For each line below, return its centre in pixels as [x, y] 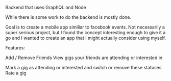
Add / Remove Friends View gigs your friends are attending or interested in [84, 58]
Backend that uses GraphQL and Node [46, 7]
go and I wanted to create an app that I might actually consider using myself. [86, 38]
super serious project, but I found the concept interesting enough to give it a [86, 32]
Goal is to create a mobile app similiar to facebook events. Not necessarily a [85, 27]
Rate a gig [16, 73]
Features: [15, 48]
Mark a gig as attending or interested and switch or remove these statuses [83, 67]
